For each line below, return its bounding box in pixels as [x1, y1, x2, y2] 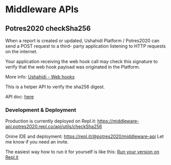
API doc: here [5, 94, 34, 99]
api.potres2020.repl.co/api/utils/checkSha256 [5, 123, 102, 130]
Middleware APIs [5, 4, 79, 15]
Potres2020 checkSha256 [5, 24, 91, 33]
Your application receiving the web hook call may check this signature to [5, 58, 158, 65]
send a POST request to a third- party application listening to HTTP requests [5, 43, 166, 49]
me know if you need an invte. [5, 139, 69, 145]
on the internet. [5, 49, 38, 54]
